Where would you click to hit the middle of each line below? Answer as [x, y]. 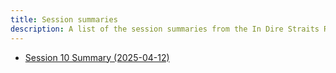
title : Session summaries [64, 19]
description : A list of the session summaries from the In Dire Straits [165, 29]
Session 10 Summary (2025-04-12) [97, 57]
